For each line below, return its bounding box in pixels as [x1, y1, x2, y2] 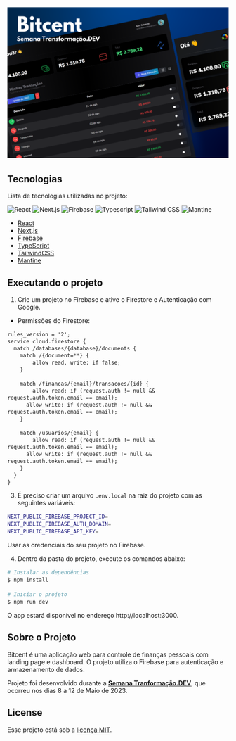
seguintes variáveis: [17, 499, 76, 507]
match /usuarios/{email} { [20, 430, 99, 437]
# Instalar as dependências [7, 569, 90, 576]
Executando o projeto [7, 277, 103, 289]
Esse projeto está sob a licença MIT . [7, 726, 112, 734]
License [7, 707, 43, 718]
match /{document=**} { [20, 353, 90, 360]
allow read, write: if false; [32, 360, 121, 367]
